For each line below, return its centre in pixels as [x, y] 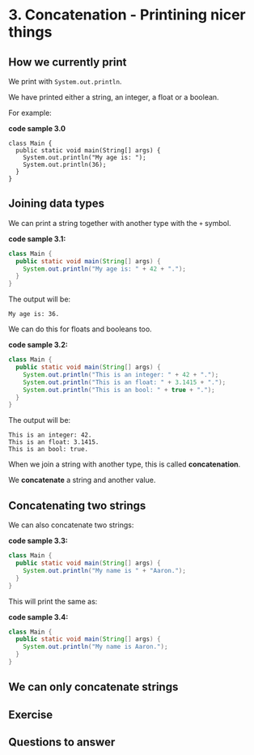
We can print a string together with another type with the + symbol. [120, 223]
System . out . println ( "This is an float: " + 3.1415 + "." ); [125, 382]
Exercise [31, 714]
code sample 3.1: [37, 239]
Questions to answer [62, 742]
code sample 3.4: [38, 616]
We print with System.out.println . [65, 81]
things [30, 32]
